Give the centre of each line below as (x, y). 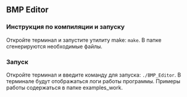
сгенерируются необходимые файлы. (55, 46)
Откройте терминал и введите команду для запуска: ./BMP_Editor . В (94, 75)
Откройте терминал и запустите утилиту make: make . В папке (84, 40)
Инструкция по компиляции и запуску (65, 27)
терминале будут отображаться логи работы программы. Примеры (93, 81)
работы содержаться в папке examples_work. (64, 87)
